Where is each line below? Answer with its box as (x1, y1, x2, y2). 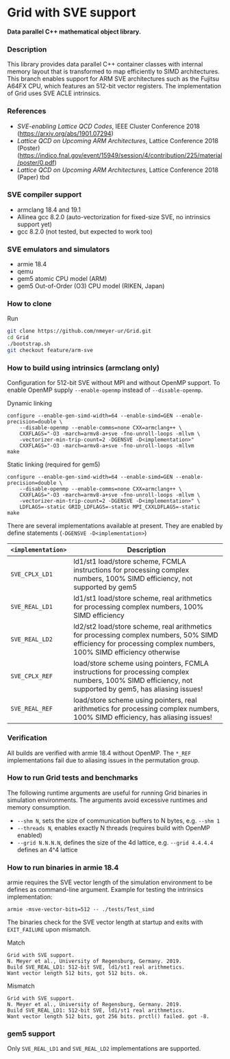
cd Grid (7, 334, 29, 341)
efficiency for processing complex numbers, (73, 639, 216, 649)
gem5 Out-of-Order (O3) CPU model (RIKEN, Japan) (16, 282, 165, 290)
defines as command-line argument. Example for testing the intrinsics (7, 886, 204, 894)
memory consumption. (7, 803, 71, 811)
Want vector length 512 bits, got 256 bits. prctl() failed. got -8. (7, 1013, 210, 1020)
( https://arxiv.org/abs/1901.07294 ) (16, 129, 114, 138)
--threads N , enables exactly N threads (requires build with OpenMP (16, 823, 211, 832)
